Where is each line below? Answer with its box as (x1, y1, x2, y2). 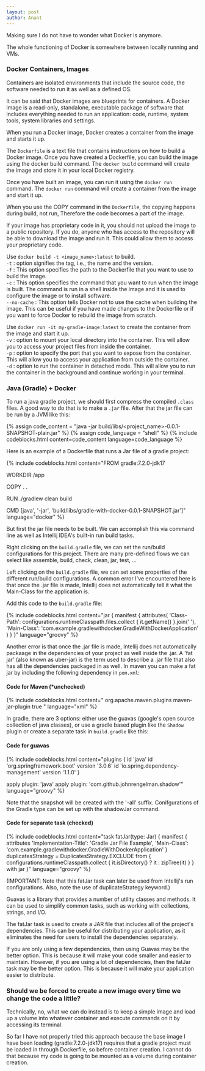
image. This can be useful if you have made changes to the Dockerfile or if (6, 305, 194, 312)
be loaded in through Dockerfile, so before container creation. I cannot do (6, 1046, 192, 1053)
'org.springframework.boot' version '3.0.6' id (6, 762, 119, 769)
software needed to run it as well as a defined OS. (6, 85, 132, 92)
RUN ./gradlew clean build (6, 495, 72, 502)
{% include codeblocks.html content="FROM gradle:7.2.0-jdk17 (6, 459, 165, 467)
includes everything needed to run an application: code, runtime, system (6, 110, 189, 117)
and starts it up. (6, 135, 46, 143)
